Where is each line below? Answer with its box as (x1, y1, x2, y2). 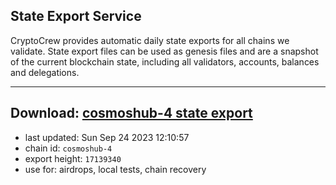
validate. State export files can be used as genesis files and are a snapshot (10, 45, 319, 57)
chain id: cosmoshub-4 (24, 142, 113, 154)
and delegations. (10, 66, 80, 78)
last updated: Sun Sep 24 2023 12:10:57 (24, 131, 190, 143)
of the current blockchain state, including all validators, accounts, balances (10, 55, 320, 68)
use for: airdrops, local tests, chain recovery (24, 163, 207, 175)
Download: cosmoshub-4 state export (10, 105, 253, 122)
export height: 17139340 (24, 152, 122, 164)
